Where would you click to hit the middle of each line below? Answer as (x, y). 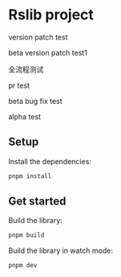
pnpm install (30, 176)
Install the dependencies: (50, 161)
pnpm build (26, 235)
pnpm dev (23, 266)
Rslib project (51, 15)
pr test (19, 85)
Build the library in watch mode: (61, 250)
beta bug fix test (35, 101)
